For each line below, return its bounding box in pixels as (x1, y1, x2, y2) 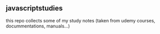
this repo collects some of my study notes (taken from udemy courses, (6, 17, 155, 23)
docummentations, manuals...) (6, 23, 70, 29)
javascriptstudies (6, 4, 63, 13)
